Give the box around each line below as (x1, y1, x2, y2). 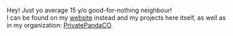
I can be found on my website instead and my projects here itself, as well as (6, 13, 226, 22)
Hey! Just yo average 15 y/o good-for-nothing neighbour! (6, 6, 172, 14)
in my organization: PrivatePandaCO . (6, 21, 113, 29)
